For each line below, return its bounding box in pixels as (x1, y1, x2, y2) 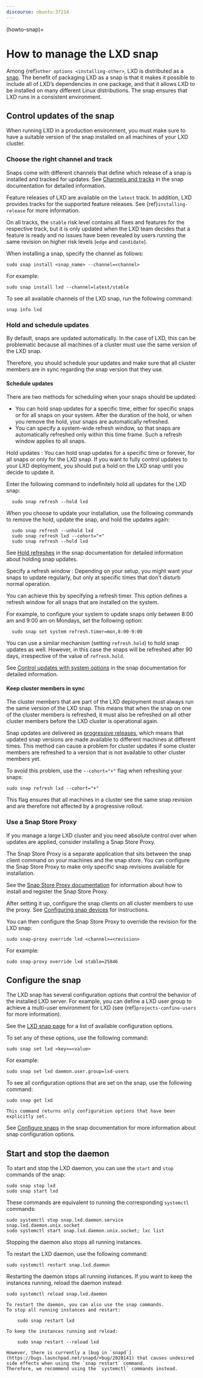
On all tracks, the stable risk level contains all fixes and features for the (6, 218, 185, 226)
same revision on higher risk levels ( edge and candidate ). (6, 238, 148, 245)
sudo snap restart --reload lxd (17, 1339, 99, 1345)
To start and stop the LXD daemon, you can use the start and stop (6, 1165, 174, 1172)
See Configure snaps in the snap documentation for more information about (6, 1124, 196, 1132)
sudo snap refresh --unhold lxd (12, 528, 94, 534)
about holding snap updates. (6, 555, 78, 563)
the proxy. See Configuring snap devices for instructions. (6, 906, 150, 913)
